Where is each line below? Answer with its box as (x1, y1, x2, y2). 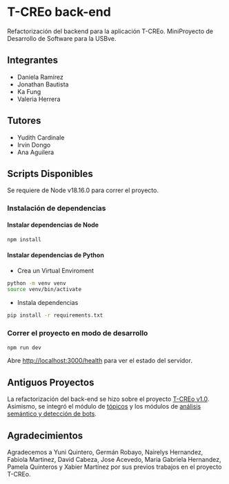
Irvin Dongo (17, 140, 51, 149)
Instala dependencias (17, 299, 79, 307)
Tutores (7, 115, 41, 127)
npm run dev (7, 344, 41, 351)
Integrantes (7, 55, 59, 66)
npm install (7, 236, 41, 243)
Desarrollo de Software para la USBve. (7, 34, 117, 42)
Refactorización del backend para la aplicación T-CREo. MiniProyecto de (7, 27, 214, 35)
